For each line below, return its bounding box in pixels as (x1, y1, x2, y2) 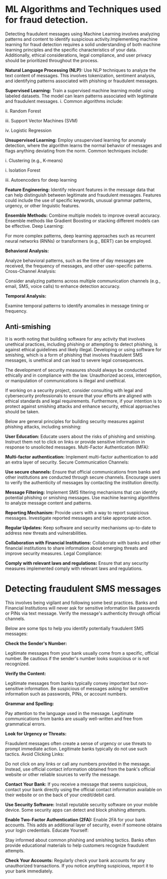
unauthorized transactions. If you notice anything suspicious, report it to (5, 862, 154, 868)
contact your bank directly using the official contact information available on (5, 786, 162, 792)
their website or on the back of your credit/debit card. (5, 792, 116, 798)
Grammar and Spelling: (5, 700, 54, 706)
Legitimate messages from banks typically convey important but (5, 680, 137, 686)
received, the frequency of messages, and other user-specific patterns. (5, 262, 153, 269)
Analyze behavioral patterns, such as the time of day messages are (5, 257, 144, 263)
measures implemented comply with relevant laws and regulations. (5, 565, 143, 571)
